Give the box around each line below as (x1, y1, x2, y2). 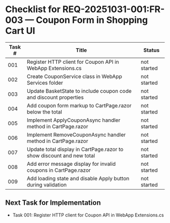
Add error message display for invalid (27, 160, 116, 167)
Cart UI (5, 25, 35, 36)
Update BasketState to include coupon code (27, 87, 132, 94)
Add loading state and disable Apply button (27, 175, 130, 182)
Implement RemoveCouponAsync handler (27, 131, 126, 138)
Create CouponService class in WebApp (27, 72, 122, 80)
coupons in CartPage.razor (27, 166, 91, 173)
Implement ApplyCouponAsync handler (27, 117, 120, 124)
